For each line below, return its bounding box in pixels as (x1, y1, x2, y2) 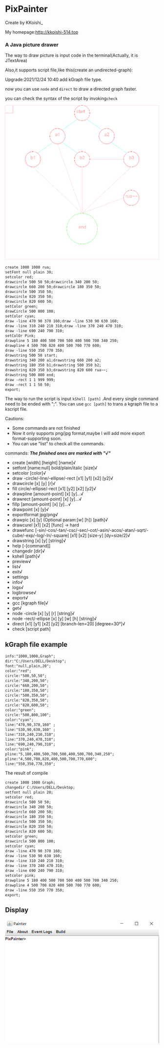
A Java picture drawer (5, 41, 59, 48)
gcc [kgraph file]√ (12, 600, 49, 606)
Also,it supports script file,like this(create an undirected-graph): (5, 67, 133, 73)
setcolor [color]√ (12, 470, 46, 476)
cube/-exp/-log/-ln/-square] (12, 532, 69, 539)
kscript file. (5, 406, 28, 412)
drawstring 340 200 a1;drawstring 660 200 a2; (5, 358, 102, 363)
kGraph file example (5, 640, 68, 649)
